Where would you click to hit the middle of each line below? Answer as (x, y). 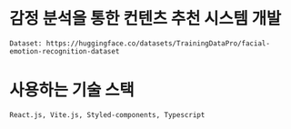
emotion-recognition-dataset (65, 51)
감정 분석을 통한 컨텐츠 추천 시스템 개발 (145, 19)
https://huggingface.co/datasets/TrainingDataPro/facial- (158, 43)
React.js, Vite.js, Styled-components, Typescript (107, 114)
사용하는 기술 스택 (72, 90)
